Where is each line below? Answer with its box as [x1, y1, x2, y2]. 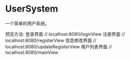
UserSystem [5, 3, 58, 15]
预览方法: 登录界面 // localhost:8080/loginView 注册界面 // [5, 31, 125, 37]
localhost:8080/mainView [5, 49, 58, 55]
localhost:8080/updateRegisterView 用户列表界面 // [5, 43, 112, 49]
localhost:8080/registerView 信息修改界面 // [5, 37, 97, 43]
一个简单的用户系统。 [5, 20, 49, 26]
